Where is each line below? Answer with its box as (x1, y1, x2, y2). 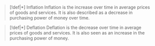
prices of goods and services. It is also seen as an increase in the (9, 30, 145, 35)
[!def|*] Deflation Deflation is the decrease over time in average (9, 24, 141, 30)
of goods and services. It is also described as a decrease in (9, 9, 133, 15)
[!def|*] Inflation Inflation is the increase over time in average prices (9, 4, 150, 10)
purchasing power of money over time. (9, 15, 90, 20)
